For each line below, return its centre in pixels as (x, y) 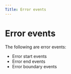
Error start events (29, 56)
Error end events (29, 61)
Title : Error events (26, 9)
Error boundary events (34, 66)
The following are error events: (36, 47)
